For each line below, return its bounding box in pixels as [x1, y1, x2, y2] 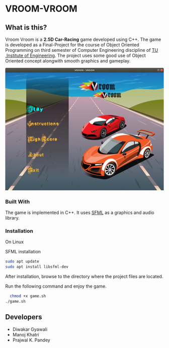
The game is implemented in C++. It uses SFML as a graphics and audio [5, 210, 154, 216]
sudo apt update [5, 259, 39, 264]
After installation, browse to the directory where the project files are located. [5, 273, 163, 280]
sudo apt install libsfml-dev [5, 264, 69, 269]
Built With [5, 198, 30, 205]
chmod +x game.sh [10, 294, 46, 299]
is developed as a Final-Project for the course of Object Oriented [5, 42, 139, 48]
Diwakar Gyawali [12, 326, 48, 332]
